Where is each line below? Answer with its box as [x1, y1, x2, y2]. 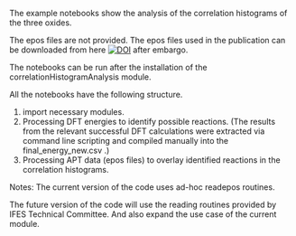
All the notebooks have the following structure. [9, 90, 183, 99]
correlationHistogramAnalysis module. [9, 71, 152, 82]
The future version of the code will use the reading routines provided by [9, 199, 277, 210]
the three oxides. [9, 17, 72, 28]
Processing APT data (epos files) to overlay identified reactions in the [22, 155, 282, 165]
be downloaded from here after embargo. [9, 44, 189, 55]
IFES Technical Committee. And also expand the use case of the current [9, 209, 277, 220]
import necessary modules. [22, 107, 125, 117]
